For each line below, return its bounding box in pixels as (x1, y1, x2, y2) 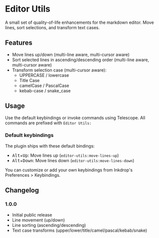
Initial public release (12, 212, 52, 218)
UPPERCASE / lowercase (19, 72, 69, 78)
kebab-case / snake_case (19, 87, 71, 93)
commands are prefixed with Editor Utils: (5, 120, 92, 126)
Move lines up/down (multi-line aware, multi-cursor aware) (12, 51, 130, 57)
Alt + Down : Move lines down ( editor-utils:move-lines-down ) (12, 157, 135, 163)
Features (5, 39, 32, 47)
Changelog (5, 186, 39, 195)
